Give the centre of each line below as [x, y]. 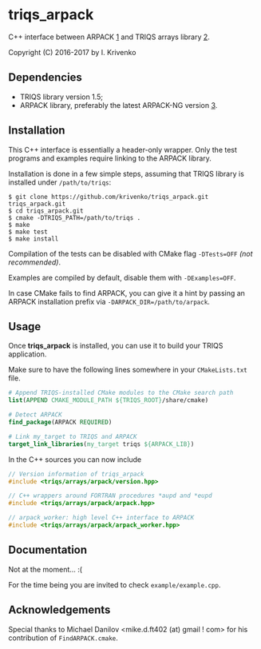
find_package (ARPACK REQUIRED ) [60, 422]
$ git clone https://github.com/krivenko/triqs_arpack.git [109, 197]
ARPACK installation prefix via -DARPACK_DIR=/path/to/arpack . [109, 301]
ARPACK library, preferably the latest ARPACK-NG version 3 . [119, 105]
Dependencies [45, 78]
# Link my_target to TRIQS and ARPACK [73, 436]
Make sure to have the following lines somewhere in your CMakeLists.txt [128, 370]
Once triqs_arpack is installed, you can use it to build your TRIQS [116, 346]
